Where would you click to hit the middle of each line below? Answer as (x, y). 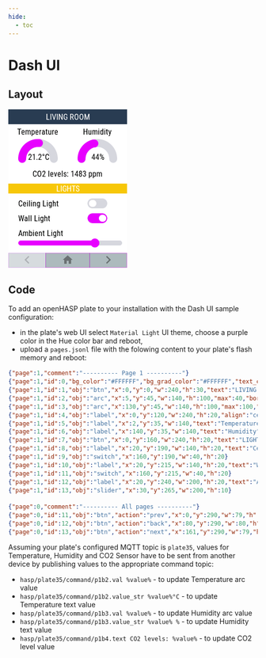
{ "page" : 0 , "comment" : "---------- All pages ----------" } (104, 507)
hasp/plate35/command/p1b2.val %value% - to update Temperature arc (132, 579)
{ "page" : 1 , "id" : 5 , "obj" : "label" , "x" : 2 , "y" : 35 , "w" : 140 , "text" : (113, 424)
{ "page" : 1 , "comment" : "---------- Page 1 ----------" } (99, 373)
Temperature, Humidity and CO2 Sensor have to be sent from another (122, 555)
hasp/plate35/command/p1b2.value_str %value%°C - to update (118, 596)
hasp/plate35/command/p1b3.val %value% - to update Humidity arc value (136, 613)
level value (37, 646)
